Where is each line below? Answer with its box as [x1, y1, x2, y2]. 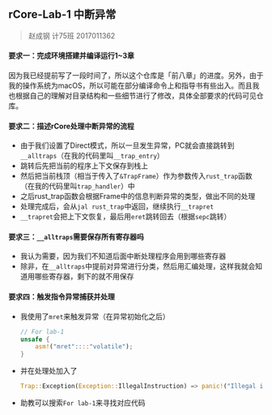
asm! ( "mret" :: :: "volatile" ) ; [35, 343, 134, 351]
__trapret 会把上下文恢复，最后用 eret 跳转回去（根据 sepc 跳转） [19, 212, 232, 222]
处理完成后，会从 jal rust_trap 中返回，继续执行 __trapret [19, 201, 215, 211]
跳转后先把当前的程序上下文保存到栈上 [19, 161, 148, 171]
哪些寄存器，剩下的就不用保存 [34, 271, 134, 282]
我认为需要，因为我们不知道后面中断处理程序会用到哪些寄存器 [19, 251, 227, 262]
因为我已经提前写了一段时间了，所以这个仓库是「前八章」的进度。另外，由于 [8, 71, 264, 80]
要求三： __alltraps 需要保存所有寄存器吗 [8, 231, 144, 241]
